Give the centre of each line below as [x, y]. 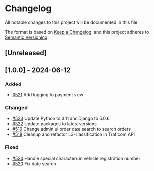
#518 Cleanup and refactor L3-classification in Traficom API [74, 134]
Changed [17, 107]
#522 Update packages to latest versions [54, 124]
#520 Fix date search [34, 163]
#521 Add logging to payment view [48, 95]
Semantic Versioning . [27, 37]
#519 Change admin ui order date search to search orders [72, 129]
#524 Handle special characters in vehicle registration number [76, 158]
